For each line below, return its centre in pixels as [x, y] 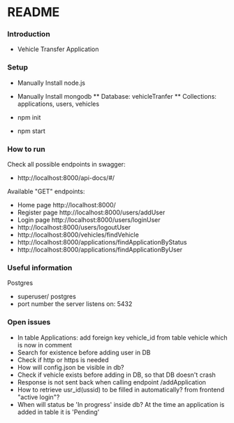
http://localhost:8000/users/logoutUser [74, 228]
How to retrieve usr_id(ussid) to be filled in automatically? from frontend [121, 389]
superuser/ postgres [47, 297]
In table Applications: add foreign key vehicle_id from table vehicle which [122, 338]
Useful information [40, 268]
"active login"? [38, 397]
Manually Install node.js [51, 83]
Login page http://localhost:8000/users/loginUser [89, 220]
